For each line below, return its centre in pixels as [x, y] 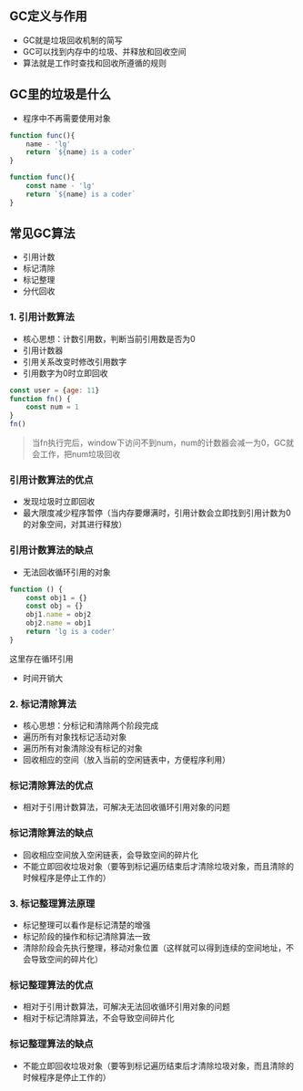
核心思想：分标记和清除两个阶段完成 [91, 726]
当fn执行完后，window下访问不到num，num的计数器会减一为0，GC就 [162, 443]
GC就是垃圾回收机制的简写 [72, 40]
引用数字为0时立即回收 [65, 373]
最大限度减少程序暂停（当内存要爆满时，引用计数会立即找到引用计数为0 [157, 513]
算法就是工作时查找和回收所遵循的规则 [94, 63]
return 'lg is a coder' [71, 632]
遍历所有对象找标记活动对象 [75, 737]
